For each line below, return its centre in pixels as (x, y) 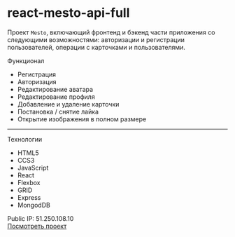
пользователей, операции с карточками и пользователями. (96, 47)
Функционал (26, 60)
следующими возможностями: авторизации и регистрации (96, 39)
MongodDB (34, 205)
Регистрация (37, 74)
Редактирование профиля (56, 97)
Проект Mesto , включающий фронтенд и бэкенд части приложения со (111, 32)
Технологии (25, 139)
